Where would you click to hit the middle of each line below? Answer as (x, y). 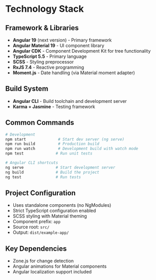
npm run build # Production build (52, 144)
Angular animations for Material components (60, 266)
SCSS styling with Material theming (50, 216)
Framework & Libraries (42, 28)
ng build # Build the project (52, 172)
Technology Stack (45, 9)
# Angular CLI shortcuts (32, 163)
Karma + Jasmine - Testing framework (54, 106)
